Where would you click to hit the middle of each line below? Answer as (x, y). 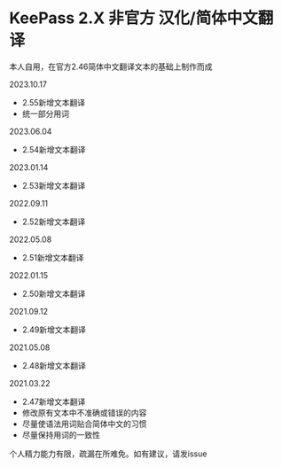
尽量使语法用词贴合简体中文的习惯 (84, 424)
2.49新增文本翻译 (54, 330)
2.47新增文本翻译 (54, 401)
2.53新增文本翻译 (54, 185)
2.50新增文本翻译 (54, 293)
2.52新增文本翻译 (54, 222)
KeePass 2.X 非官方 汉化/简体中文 (134, 18)
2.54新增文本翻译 (54, 149)
